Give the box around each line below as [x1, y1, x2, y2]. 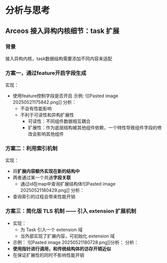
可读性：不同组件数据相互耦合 [27, 118, 91, 125]
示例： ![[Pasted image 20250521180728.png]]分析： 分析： [12, 239, 139, 245]
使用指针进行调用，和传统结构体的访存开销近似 [12, 245, 111, 252]
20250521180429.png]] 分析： [20, 187, 85, 193]
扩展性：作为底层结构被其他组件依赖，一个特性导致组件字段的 [27, 125, 158, 131]
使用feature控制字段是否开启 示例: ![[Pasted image [12, 93, 119, 99]
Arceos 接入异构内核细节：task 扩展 [5, 26, 120, 35]
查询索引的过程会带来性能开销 [12, 194, 75, 200]
